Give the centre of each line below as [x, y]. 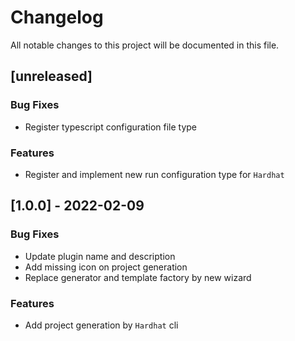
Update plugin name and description [100, 256]
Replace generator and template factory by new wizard [138, 277]
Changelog [57, 17]
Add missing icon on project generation [106, 267]
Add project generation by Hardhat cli [101, 325]
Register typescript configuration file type [110, 127]
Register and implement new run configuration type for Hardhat [154, 174]
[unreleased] [51, 76]
